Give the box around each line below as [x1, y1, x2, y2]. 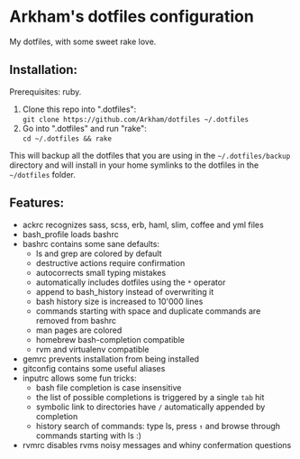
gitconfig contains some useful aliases [22, 363, 166, 373]
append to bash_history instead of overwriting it [35, 286, 214, 297]
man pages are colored [35, 325, 123, 335]
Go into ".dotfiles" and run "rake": [22, 123, 147, 133]
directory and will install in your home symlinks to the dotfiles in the [9, 160, 259, 170]
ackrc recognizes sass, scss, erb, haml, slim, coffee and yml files [22, 219, 264, 230]
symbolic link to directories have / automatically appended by [35, 401, 266, 412]
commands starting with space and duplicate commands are [35, 305, 261, 317]
